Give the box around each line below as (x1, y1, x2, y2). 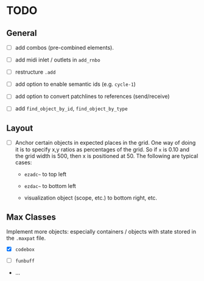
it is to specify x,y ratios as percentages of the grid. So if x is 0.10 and (15, 146, 190, 153)
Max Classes (6, 212, 57, 222)
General (6, 28, 38, 38)
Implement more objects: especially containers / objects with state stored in (6, 228, 197, 235)
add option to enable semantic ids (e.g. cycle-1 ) (15, 80, 136, 88)
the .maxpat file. (6, 235, 46, 242)
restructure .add (15, 68, 56, 76)
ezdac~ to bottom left (24, 182, 76, 190)
